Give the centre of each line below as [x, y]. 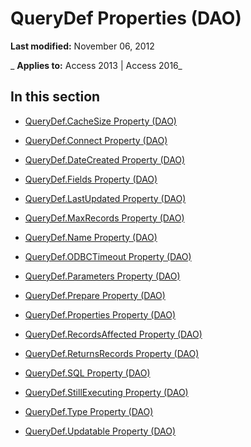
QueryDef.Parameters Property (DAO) [102, 276]
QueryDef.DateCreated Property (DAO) [105, 159]
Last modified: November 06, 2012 [82, 46]
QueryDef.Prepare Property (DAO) [95, 295]
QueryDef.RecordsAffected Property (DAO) [113, 334]
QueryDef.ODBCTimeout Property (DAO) [108, 256]
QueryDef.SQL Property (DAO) [87, 373]
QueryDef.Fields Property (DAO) [91, 179]
